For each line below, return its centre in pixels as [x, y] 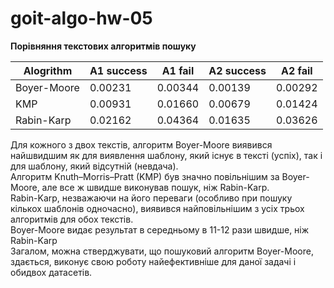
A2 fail [297, 70]
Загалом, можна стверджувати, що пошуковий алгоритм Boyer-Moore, [162, 251]
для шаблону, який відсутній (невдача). [94, 166]
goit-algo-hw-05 [81, 18]
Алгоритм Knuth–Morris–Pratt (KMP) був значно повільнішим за [145, 176]
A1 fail [178, 70]
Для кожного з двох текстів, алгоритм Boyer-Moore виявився [141, 144]
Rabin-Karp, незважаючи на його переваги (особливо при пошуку [151, 198]
